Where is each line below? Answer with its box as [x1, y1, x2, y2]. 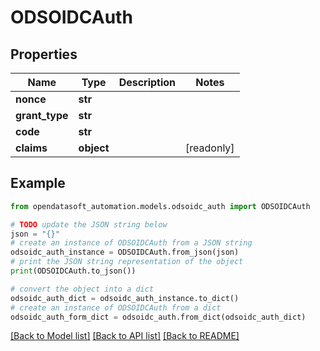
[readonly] [185, 141, 235, 155]
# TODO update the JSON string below [10, 219, 168, 230]
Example [10, 175, 66, 192]
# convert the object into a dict [10, 284, 155, 294]
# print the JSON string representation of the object [10, 257, 244, 267]
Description [118, 76, 177, 89]
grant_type [15, 109, 69, 122]
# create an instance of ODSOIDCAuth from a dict [10, 302, 222, 313]
